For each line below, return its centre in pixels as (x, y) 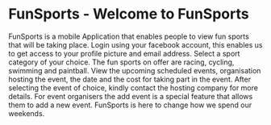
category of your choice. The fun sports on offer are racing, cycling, (121, 62)
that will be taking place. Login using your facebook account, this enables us (135, 44)
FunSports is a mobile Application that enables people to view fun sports (129, 36)
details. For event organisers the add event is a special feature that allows (131, 96)
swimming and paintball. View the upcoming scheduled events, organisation (135, 70)
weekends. (27, 113)
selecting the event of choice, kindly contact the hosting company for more (133, 87)
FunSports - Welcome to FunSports (129, 14)
